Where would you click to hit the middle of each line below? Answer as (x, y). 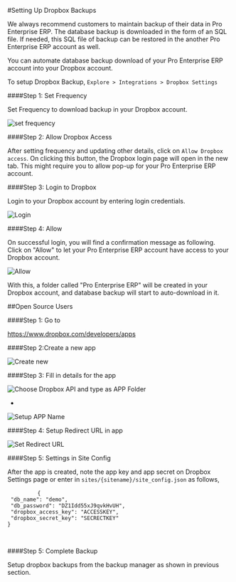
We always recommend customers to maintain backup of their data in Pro (115, 24)
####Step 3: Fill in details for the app (61, 375)
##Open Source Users (40, 306)
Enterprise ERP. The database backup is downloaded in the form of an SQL (117, 32)
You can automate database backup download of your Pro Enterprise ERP (115, 60)
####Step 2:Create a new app (52, 348)
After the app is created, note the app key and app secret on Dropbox (109, 472)
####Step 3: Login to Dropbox (52, 187)
